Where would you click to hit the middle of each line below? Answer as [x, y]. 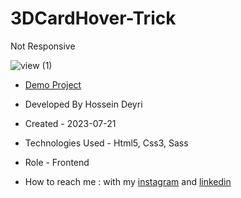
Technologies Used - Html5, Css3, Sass [106, 143]
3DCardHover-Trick [93, 18]
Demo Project [53, 84]
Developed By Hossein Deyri [83, 104]
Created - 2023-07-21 [70, 123]
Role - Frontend [57, 162]
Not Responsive [43, 46]
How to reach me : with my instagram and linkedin [128, 181]
